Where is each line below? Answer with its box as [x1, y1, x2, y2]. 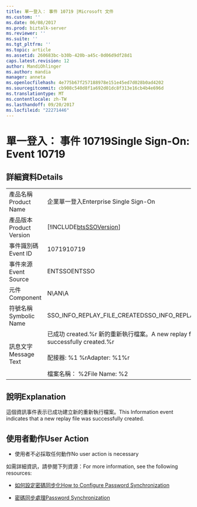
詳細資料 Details [6, 172, 63, 182]
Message [9, 350, 35, 359]
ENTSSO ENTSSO [47, 267, 95, 276]
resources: [6, 469, 32, 476]
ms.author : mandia [6, 69, 51, 75]
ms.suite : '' [6, 36, 38, 42]
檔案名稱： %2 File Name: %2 [47, 370, 128, 378]
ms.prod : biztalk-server [6, 25, 67, 31]
